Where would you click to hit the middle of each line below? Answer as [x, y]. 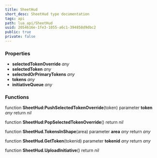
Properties [18, 53]
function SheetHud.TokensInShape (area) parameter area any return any [78, 132]
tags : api [15, 18]
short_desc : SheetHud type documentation [47, 14]
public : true [18, 32]
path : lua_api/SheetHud [29, 23]
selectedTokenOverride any [41, 64]
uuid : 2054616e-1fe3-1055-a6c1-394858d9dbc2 [50, 28]
